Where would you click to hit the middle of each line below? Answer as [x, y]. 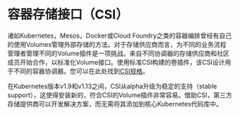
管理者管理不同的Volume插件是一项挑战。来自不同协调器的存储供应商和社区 [118, 53]
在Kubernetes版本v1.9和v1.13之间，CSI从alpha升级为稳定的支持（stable [112, 86]
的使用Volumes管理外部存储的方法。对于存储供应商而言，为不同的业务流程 [117, 44]
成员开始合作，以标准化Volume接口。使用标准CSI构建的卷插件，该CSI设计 [116, 62]
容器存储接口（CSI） [68, 15]
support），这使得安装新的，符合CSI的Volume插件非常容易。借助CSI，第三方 [120, 95]
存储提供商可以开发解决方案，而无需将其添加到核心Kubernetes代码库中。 [115, 104]
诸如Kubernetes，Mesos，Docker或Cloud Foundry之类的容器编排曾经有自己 [119, 35]
